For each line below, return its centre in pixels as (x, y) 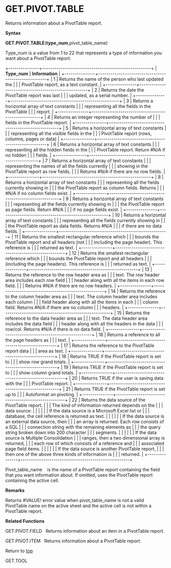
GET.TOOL (16, 560)
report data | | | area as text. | (36, 351)
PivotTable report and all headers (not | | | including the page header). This (84, 242)
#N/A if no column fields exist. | (38, 193)
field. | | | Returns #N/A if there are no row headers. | (61, 286)
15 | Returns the (133, 313)
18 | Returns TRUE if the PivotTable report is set (111, 356)
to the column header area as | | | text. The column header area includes (81, 296)
